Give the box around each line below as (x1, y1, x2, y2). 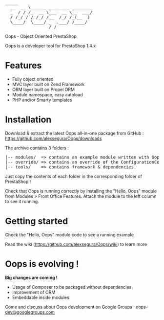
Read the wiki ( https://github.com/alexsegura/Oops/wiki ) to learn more (5, 241, 147, 247)
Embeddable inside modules (12, 294, 69, 300)
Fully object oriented (12, 76, 54, 82)
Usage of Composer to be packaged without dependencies (12, 284, 132, 290)
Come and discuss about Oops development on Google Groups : (5, 304, 135, 310)
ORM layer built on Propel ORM (12, 86, 75, 92)
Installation (5, 114, 52, 125)
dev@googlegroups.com (5, 309, 55, 315)
